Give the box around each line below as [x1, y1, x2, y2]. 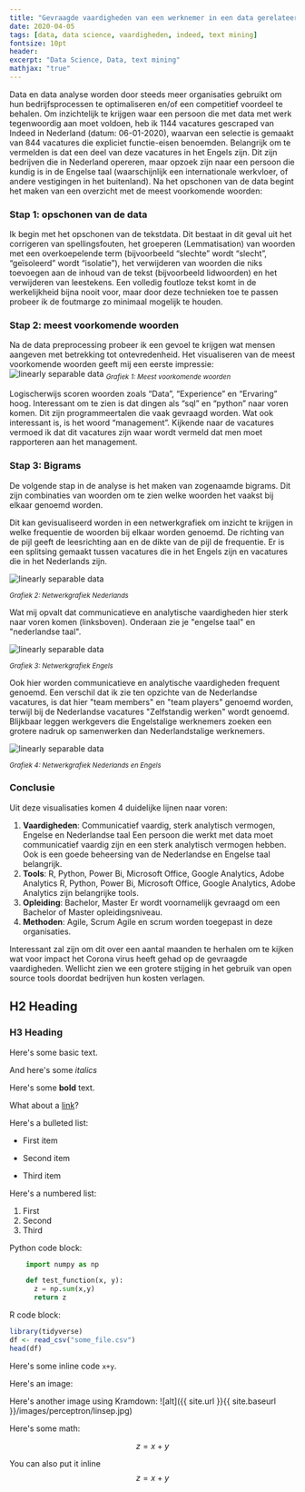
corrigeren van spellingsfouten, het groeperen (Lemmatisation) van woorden [9, 238, 296, 250]
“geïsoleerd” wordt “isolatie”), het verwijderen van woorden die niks [9, 258, 263, 269]
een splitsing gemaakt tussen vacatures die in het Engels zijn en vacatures [9, 546, 289, 557]
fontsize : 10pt [9, 38, 67, 48]
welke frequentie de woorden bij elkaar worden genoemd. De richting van [9, 526, 285, 537]
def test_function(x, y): [25, 1276, 124, 1286]
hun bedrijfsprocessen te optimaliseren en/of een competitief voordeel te [9, 98, 283, 109]
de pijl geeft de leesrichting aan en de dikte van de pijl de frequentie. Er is [9, 536, 285, 547]
